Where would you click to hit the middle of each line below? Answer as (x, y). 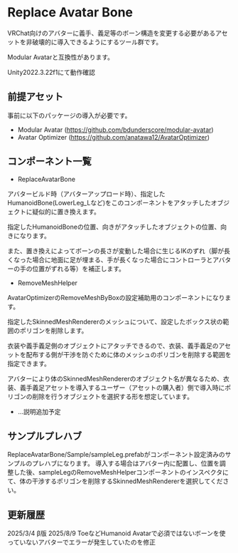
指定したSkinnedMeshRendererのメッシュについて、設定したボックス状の (115, 321)
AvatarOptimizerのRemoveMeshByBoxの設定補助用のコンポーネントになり (116, 297)
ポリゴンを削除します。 (54, 330)
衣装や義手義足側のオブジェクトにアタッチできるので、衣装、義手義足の (113, 346)
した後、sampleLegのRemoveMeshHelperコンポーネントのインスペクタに (121, 472)
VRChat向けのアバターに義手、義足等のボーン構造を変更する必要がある (112, 33)
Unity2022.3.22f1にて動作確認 (52, 72)
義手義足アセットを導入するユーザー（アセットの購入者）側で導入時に (122, 387)
